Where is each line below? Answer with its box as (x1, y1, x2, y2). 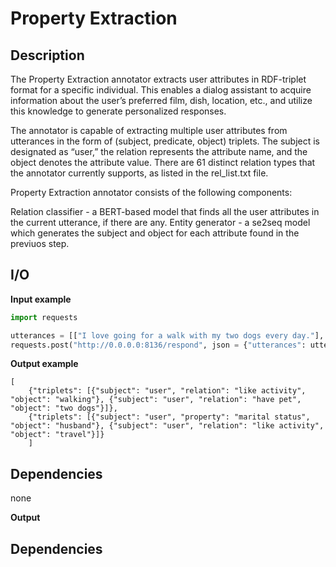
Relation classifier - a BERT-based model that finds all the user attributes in (10, 206, 320, 217)
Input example (10, 293, 72, 305)
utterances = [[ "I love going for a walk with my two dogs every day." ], (10, 330, 325, 341)
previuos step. (10, 238, 70, 249)
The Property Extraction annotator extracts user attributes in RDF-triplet (10, 73, 307, 85)
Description (10, 47, 85, 64)
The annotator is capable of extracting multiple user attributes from (10, 125, 288, 136)
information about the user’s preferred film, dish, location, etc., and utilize (10, 95, 313, 106)
